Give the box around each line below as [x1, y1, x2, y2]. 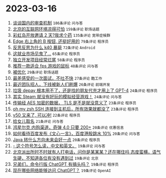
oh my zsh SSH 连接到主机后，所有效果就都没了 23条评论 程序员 [12, 106, 139, 112]
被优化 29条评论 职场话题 [12, 69, 59, 75]
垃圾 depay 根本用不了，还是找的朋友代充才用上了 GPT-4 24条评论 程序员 [12, 87, 158, 93]
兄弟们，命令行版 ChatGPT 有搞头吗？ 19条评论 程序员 [12, 161, 119, 167]
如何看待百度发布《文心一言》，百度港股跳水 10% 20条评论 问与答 [12, 130, 140, 136]
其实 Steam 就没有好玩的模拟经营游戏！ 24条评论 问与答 [12, 93, 122, 99]
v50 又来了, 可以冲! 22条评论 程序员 [12, 112, 81, 118]
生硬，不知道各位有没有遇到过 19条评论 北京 [12, 155, 99, 161]
